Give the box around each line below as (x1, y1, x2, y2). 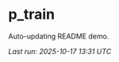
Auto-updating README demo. (8, 31, 109, 41)
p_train (8, 5, 56, 24)
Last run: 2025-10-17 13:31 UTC (8, 46, 112, 56)
